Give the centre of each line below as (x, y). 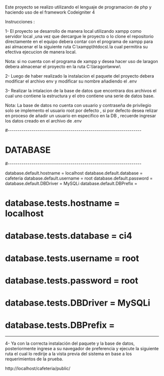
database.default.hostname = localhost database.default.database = (74, 173)
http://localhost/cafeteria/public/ (38, 368)
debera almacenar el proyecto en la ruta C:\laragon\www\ (63, 66)
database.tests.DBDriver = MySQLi (78, 303)
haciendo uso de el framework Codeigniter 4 (50, 12)
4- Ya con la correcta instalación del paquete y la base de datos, (70, 343)
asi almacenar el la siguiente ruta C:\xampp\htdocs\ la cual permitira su (76, 47)
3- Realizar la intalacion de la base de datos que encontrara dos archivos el (81, 91)
